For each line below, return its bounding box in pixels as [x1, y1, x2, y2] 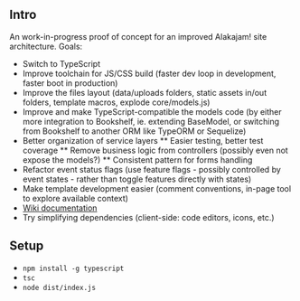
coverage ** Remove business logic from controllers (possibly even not [22, 145, 289, 155]
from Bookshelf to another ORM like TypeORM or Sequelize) [22, 126, 247, 136]
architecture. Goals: [9, 41, 83, 52]
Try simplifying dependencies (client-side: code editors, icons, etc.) [22, 212, 275, 222]
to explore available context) [22, 193, 129, 203]
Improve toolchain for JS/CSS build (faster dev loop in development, [22, 68, 277, 79]
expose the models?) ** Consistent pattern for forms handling [22, 154, 253, 165]
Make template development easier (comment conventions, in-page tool [22, 183, 292, 193]
